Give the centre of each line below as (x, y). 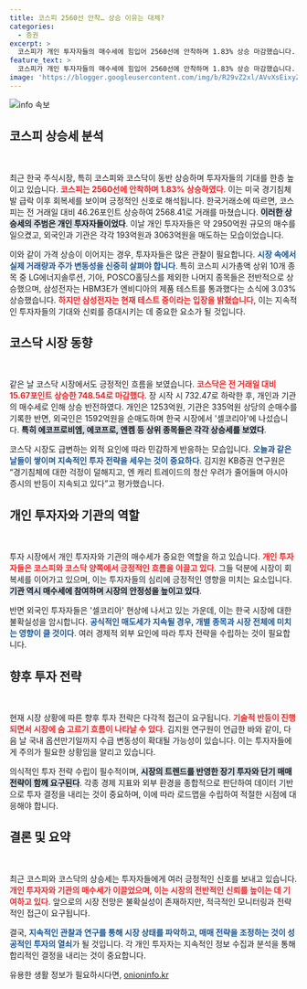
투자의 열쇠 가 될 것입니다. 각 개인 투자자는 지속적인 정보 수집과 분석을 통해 (164, 943)
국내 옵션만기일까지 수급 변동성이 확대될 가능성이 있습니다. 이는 (141, 740)
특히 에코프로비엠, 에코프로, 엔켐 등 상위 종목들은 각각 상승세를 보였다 (143, 430)
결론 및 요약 (40, 837)
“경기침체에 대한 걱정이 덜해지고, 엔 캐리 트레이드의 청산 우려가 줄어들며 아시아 (149, 473)
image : (22, 78)
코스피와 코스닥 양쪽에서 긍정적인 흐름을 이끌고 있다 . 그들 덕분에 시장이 (158, 569)
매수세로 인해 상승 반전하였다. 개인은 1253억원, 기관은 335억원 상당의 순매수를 (158, 407)
